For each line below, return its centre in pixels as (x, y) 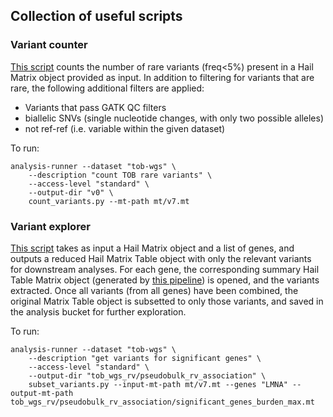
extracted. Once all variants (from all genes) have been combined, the (154, 290)
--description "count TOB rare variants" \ (120, 175)
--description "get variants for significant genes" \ (145, 358)
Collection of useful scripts (96, 16)
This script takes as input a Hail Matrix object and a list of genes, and (152, 248)
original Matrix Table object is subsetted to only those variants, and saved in (167, 301)
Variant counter (49, 45)
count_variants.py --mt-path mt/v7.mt (109, 201)
